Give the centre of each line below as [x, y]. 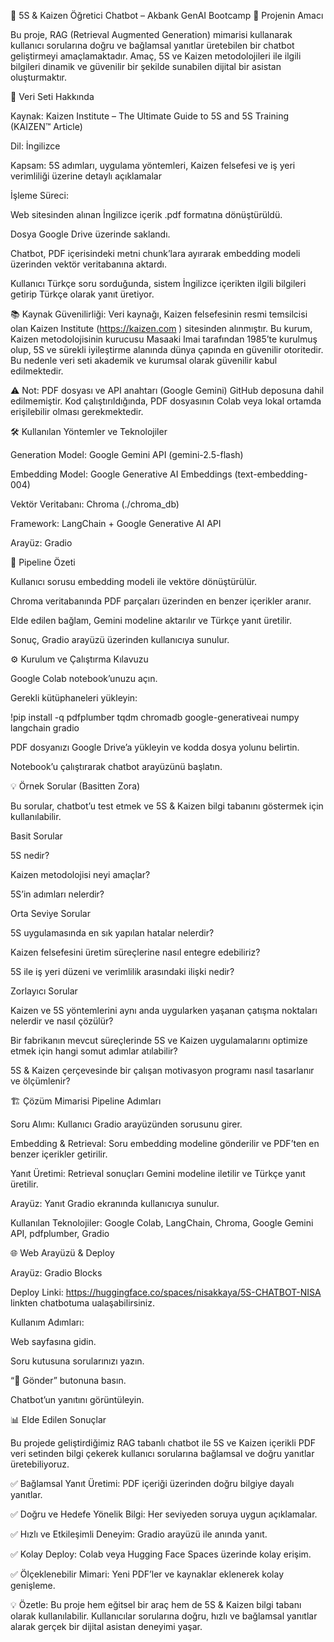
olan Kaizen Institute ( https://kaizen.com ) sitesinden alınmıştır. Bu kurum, [161, 328]
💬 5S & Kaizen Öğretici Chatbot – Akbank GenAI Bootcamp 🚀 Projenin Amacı [167, 15]
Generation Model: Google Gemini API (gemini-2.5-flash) [127, 454]
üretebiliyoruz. [40, 1464]
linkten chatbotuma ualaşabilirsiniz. [83, 1303]
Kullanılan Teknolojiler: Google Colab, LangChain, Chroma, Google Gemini [162, 1223]
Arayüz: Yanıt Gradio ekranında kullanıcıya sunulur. [115, 1203]
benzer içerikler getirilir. [59, 1154]
